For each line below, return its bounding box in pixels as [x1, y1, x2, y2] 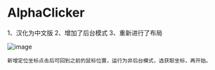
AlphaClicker [7, 5, 85, 21]
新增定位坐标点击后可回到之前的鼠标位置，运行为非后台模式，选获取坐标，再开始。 [7, 57, 211, 64]
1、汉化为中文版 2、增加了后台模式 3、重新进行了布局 [7, 28, 163, 37]
